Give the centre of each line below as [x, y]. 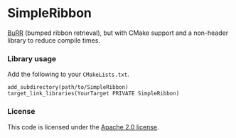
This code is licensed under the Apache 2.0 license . [83, 127]
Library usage [32, 58]
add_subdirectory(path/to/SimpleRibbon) [68, 87]
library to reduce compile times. [54, 40]
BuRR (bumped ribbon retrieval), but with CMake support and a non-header [118, 33]
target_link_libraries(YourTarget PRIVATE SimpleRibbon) [93, 94]
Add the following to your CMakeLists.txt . [68, 74]
